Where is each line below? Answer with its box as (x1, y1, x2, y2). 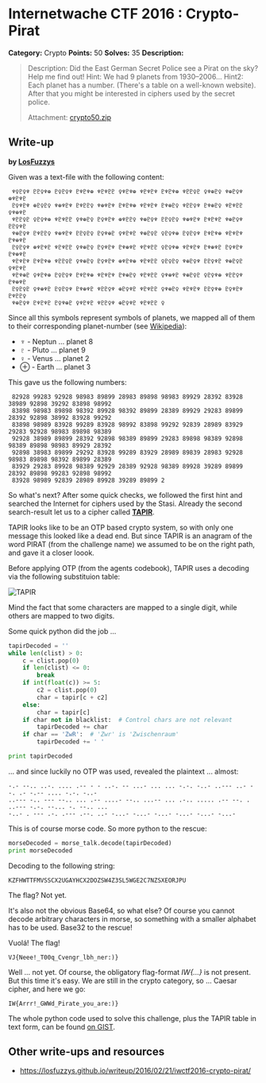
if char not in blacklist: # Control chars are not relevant (22, 716, 233, 724)
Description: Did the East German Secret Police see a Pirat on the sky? (27, 63, 259, 72)
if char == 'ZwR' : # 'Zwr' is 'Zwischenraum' (22, 731, 179, 739)
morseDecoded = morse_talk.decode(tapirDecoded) (8, 839, 172, 847)
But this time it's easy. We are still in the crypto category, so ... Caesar (8, 976, 237, 985)
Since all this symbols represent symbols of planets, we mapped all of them (8, 312, 256, 322)
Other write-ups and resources (8, 1045, 165, 1058)
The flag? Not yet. (8, 890, 67, 899)
